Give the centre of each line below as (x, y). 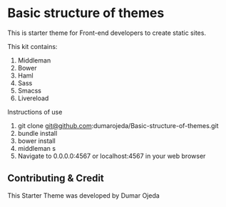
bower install (36, 141)
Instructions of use (35, 112)
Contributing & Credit (56, 178)
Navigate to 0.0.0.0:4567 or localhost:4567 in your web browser (112, 156)
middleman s (36, 148)
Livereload (33, 98)
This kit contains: (32, 46)
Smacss (29, 90)
